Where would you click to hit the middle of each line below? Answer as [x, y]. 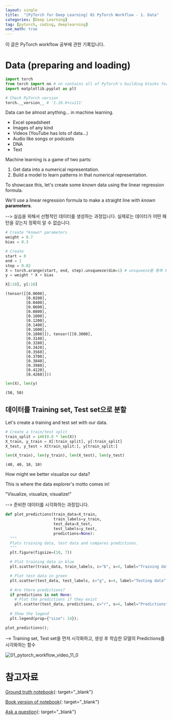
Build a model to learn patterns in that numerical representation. [80, 175]
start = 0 [16, 256]
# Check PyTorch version [32, 98]
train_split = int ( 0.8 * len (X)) [41, 437]
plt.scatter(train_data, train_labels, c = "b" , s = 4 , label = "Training [84, 567]
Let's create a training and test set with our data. [57, 422]
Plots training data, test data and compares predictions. [74, 543]
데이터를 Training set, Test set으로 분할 [66, 410]
